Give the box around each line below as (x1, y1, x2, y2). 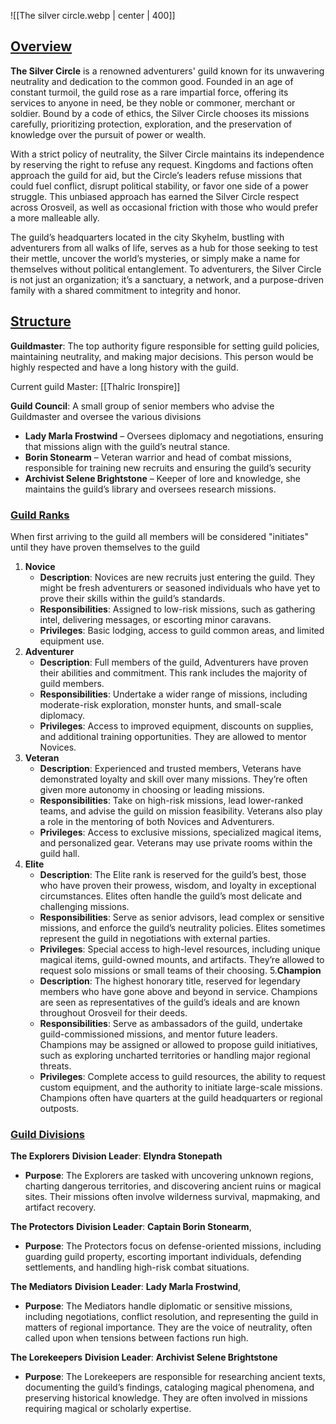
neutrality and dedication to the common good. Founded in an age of (10, 75, 294, 87)
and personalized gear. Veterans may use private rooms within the (39, 836, 313, 849)
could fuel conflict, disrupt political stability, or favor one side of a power (10, 180, 309, 192)
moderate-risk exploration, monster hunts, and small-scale (39, 698, 282, 710)
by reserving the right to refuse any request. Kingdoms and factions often (10, 158, 314, 170)
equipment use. (39, 635, 105, 647)
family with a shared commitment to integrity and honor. (10, 284, 242, 296)
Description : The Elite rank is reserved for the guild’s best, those (39, 868, 307, 880)
